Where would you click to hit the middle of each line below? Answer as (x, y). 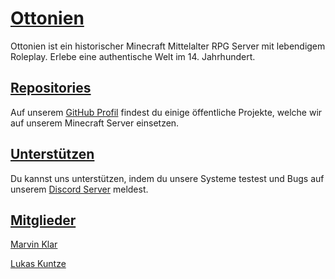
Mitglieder (43, 220)
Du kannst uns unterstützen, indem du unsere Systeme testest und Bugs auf (167, 178)
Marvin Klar (34, 244)
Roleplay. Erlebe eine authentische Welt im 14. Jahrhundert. (133, 56)
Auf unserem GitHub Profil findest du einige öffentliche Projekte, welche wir (166, 112)
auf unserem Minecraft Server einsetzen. (95, 123)
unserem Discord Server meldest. (79, 189)
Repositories (51, 88)
